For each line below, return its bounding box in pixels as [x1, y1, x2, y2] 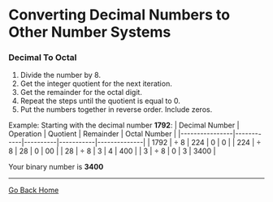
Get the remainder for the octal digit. [19, 88, 142, 97]
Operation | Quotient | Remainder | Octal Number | [8, 129, 177, 139]
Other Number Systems [8, 23, 171, 41]
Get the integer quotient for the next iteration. [19, 79, 172, 88]
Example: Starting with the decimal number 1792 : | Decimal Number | [8, 120, 240, 131]
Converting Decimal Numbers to [8, 6, 230, 24]
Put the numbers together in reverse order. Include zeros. [19, 105, 213, 114]
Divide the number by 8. [19, 71, 102, 80]
